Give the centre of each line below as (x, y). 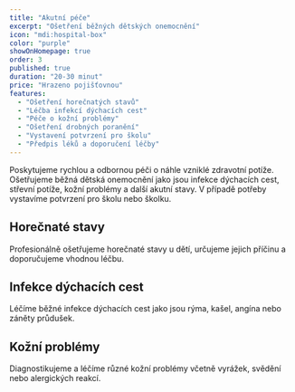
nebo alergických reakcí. (55, 378)
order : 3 (26, 60)
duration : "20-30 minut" (56, 77)
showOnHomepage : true (50, 52)
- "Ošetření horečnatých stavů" (79, 102)
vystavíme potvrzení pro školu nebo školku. (90, 198)
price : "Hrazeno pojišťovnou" (67, 85)
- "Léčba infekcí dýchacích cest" (82, 110)
